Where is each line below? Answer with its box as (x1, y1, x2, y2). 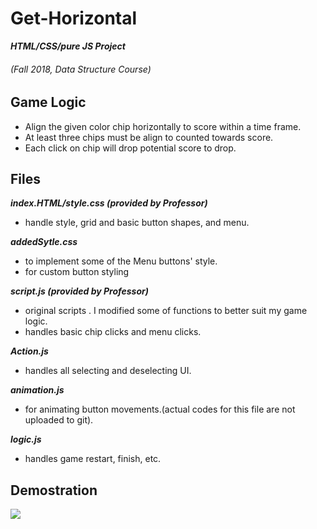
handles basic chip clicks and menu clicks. (24, 326, 202, 338)
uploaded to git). (24, 414, 94, 426)
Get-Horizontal (10, 7, 138, 30)
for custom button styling (24, 266, 130, 278)
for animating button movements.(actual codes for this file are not (24, 403, 296, 416)
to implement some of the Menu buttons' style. (24, 255, 218, 267)
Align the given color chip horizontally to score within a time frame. (24, 120, 302, 132)
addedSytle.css (10, 236, 78, 248)
